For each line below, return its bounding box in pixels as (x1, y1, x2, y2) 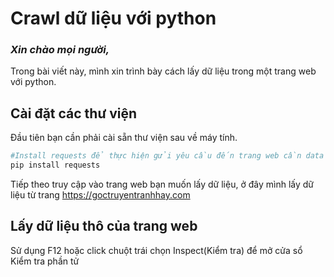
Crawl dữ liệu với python (10, 7, 217, 30)
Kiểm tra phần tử (10, 255, 80, 267)
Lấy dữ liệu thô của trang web (10, 218, 198, 235)
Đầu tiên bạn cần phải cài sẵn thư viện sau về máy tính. (10, 132, 238, 144)
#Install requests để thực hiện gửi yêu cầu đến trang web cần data (10, 151, 325, 161)
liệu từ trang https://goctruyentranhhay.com (10, 189, 191, 201)
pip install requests (10, 160, 101, 171)
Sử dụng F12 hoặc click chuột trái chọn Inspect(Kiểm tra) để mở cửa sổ (10, 244, 303, 256)
